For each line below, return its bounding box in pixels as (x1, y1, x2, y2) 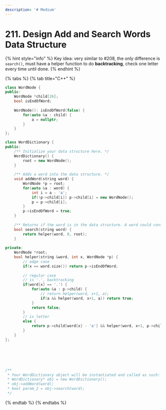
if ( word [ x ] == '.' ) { (23, 282, 68, 287)
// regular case (23, 273, 56, 278)
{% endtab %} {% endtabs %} (5, 400, 67, 406)
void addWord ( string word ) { (14, 176, 74, 182)
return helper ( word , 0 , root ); (23, 232, 87, 237)
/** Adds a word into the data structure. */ (14, 172, 110, 177)
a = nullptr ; (31, 117, 58, 122)
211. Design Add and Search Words (5, 28, 151, 40)
